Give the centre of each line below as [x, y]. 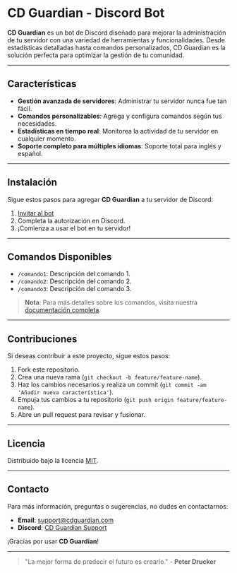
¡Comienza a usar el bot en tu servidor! [74, 228]
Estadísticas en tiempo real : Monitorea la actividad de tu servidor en [118, 131]
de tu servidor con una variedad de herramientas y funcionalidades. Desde [116, 40]
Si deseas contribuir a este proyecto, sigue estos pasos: [89, 356]
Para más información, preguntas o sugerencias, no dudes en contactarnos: [118, 506]
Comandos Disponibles [60, 257]
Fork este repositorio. [49, 370]
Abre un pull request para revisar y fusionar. [81, 415]
